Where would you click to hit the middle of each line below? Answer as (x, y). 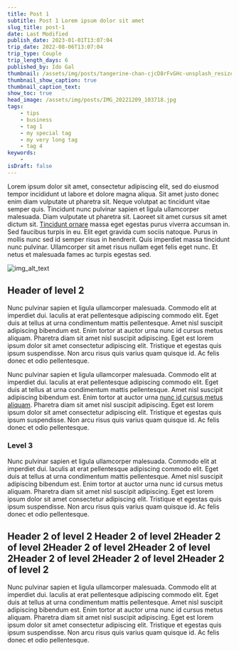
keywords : (22, 153)
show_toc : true (30, 93)
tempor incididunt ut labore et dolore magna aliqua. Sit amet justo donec (113, 194)
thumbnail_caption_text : (44, 87)
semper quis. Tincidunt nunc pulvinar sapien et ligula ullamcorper (103, 209)
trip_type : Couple (34, 54)
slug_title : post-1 (36, 27)
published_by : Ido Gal (41, 67)
